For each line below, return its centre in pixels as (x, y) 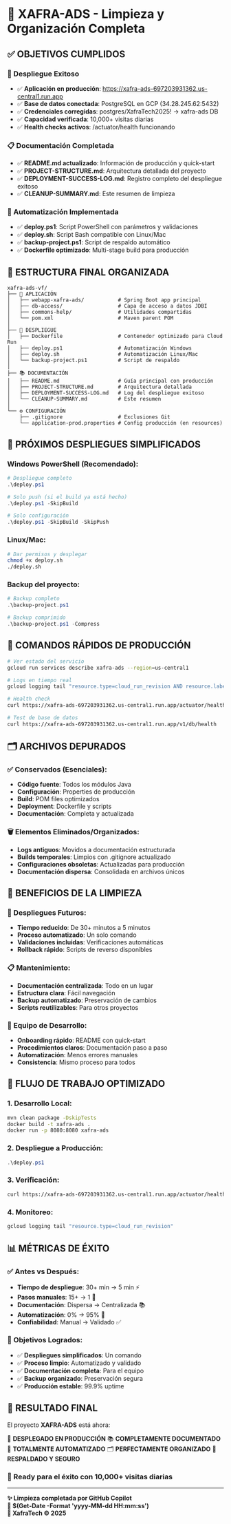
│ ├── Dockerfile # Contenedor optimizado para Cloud (115, 337)
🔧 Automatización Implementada (63, 212)
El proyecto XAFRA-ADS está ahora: (59, 1425)
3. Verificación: (33, 1180)
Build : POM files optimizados (58, 799)
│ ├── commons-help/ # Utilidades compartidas (100, 313)
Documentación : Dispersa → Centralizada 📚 (81, 1304)
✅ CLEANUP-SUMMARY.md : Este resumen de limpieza (96, 194)
